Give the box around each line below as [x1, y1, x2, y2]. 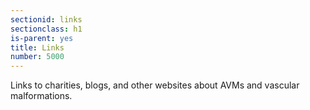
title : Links [10, 42, 65, 53]
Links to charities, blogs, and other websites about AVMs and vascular [10, 79, 300, 91]
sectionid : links [10, 14, 83, 25]
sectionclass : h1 [10, 24, 83, 34]
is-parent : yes [10, 33, 74, 43]
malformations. [10, 90, 73, 102]
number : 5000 [10, 52, 65, 62]
